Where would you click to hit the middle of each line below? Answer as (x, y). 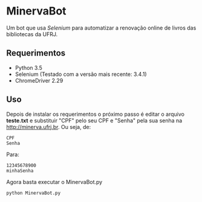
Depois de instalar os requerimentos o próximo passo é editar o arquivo (95, 114)
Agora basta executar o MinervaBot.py (54, 181)
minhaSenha (20, 171)
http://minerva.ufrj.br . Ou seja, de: (49, 127)
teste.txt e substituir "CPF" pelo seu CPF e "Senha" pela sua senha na (94, 120)
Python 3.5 (28, 68)
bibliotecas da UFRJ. (32, 34)
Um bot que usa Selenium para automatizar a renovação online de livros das (101, 28)
